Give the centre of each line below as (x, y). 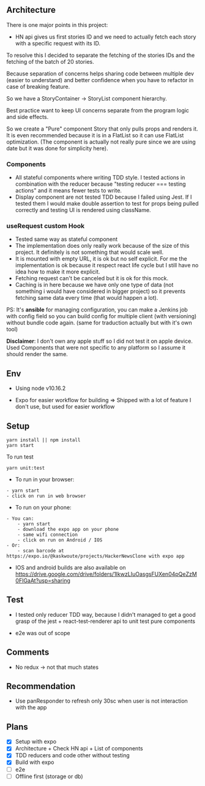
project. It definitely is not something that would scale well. (89, 252)
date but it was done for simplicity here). (57, 148)
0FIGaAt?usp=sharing (43, 581)
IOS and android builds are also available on (71, 568)
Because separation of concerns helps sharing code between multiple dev (100, 74)
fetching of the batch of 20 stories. (50, 61)
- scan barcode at (41, 551)
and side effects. (28, 116)
